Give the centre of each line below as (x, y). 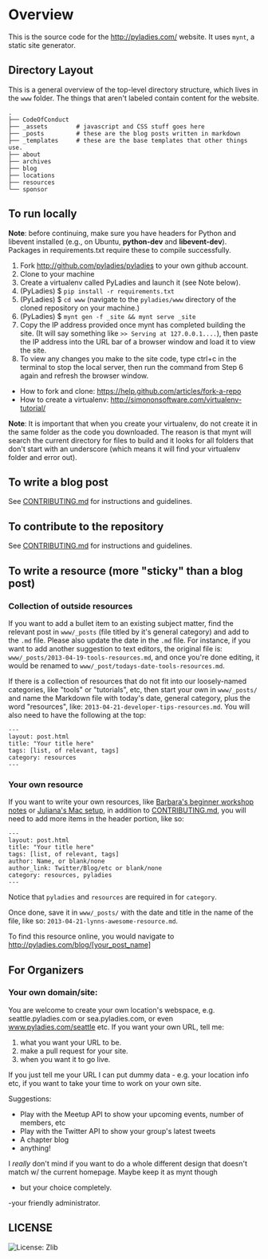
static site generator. (42, 45)
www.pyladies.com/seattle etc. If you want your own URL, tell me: (116, 1027)
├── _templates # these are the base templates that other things (128, 140)
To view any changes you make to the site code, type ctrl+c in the (128, 358)
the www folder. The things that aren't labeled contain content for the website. (134, 98)
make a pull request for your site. (74, 1051)
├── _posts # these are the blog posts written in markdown (124, 133)
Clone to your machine (57, 273)
